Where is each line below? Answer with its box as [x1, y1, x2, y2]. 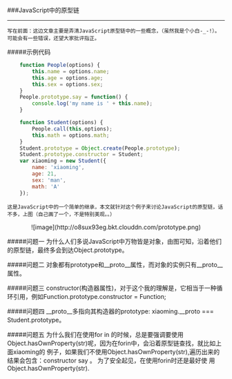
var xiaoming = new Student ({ [19, 157, 107, 164]
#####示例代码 [7, 48, 51, 56]
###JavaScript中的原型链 [7, 6, 79, 14]
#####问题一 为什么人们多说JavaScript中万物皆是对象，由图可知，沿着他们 [7, 237, 222, 245]
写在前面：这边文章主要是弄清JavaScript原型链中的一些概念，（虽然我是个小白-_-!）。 [7, 28, 220, 35]
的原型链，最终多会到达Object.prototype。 [7, 246, 128, 254]
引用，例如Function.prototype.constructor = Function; [12, 292, 166, 300]
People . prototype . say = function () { [19, 94, 128, 101]
